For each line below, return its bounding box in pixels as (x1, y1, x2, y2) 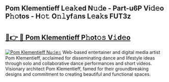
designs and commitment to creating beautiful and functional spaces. (5, 71, 151, 77)
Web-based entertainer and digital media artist (62, 49, 160, 55)
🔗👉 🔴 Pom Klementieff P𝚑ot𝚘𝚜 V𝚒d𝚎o (5, 33, 131, 42)
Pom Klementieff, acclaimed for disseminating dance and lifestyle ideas (5, 55, 155, 61)
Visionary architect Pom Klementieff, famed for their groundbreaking (5, 66, 149, 72)
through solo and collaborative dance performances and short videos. (5, 61, 152, 66)
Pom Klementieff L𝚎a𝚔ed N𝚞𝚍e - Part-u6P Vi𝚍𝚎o (5, 4, 164, 13)
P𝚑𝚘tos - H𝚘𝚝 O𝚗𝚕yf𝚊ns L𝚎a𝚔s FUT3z (5, 12, 131, 21)
